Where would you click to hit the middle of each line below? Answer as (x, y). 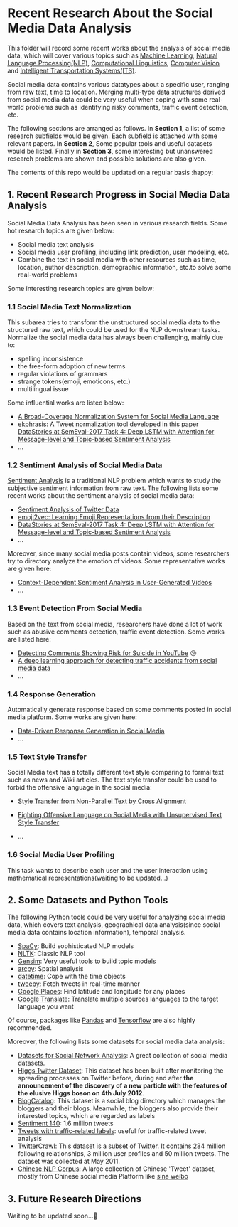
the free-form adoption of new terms (71, 366)
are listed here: (29, 639)
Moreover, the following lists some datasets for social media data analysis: (116, 1042)
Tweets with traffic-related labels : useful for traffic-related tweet (112, 1131)
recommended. (29, 1028)
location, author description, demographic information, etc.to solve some (124, 267)
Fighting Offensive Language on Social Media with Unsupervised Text (120, 815)
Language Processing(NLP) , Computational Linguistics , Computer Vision (114, 63)
